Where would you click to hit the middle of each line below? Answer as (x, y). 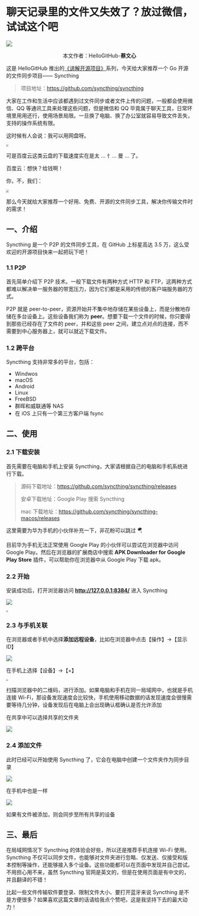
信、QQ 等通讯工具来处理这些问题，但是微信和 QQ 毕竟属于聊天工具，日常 (97, 108)
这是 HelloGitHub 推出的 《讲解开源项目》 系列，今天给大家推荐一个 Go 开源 (97, 68)
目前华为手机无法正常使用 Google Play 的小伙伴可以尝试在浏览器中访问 (92, 545)
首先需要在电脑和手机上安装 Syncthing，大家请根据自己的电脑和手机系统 (94, 466)
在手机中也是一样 (27, 790)
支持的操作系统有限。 (32, 123)
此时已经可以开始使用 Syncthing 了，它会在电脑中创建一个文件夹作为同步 (95, 760)
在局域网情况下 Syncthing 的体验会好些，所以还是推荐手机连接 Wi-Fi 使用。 (98, 850)
